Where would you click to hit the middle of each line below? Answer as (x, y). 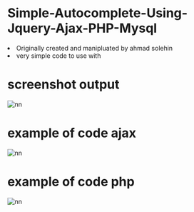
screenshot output (63, 85)
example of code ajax (72, 133)
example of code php (71, 182)
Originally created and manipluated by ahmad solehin (95, 48)
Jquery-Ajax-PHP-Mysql (82, 28)
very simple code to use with (59, 56)
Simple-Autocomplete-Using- (97, 13)
